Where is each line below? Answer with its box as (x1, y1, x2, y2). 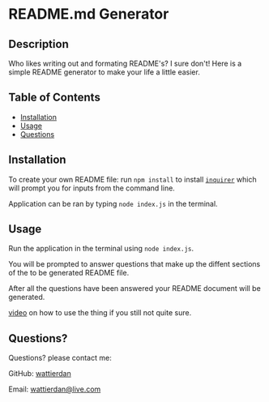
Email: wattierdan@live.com (8, 384, 101, 394)
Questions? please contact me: (8, 353, 112, 363)
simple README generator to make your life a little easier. (8, 67, 200, 77)
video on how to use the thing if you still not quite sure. (8, 308, 192, 318)
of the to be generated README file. (8, 268, 130, 278)
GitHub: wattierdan (8, 369, 71, 378)
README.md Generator (8, 5, 169, 24)
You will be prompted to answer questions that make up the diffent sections (8, 259, 261, 269)
